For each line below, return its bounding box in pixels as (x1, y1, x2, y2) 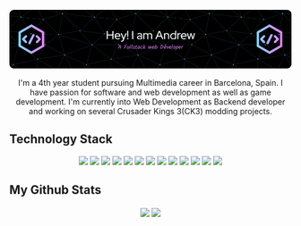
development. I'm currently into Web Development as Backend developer (15, 96, 286, 107)
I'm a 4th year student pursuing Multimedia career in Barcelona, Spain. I (17, 77, 284, 88)
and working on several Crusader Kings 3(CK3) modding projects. (28, 105, 273, 116)
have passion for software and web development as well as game (30, 87, 271, 97)
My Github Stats (9, 182, 101, 197)
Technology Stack (9, 131, 113, 147)
